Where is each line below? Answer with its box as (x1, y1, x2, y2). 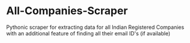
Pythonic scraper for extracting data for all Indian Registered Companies (6, 24, 185, 31)
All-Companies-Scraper (6, 4, 128, 18)
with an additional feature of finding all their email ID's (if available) (6, 29, 171, 37)
